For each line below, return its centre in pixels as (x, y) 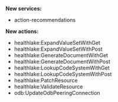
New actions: (22, 31)
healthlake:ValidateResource (48, 87)
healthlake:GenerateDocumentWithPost (62, 62)
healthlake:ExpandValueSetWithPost (58, 49)
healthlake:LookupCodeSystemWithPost (63, 74)
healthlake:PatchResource (46, 80)
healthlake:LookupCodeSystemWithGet (62, 68)
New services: (24, 9)
